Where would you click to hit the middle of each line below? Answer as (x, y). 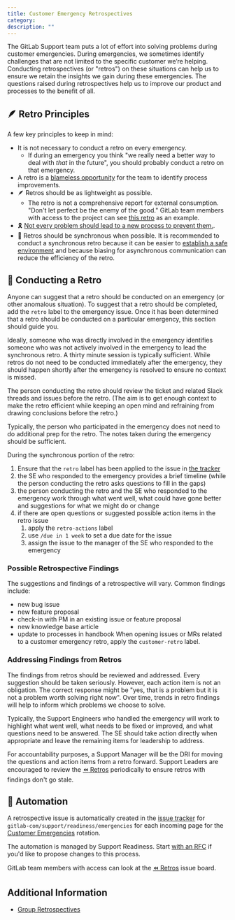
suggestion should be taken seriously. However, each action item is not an (114, 682)
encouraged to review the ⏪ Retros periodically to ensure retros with (106, 769)
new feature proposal (48, 612)
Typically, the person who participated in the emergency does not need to (114, 426)
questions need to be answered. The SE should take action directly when (113, 733)
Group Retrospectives (49, 910)
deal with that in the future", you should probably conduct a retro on (126, 163)
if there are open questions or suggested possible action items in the (116, 513)
